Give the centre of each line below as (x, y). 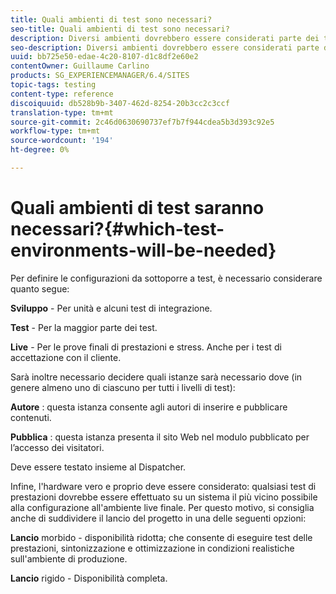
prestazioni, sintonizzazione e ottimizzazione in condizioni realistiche (152, 548)
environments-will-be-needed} (143, 250)
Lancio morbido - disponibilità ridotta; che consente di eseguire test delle (161, 537)
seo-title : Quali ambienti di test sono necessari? (120, 29)
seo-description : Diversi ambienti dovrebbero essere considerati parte (165, 47)
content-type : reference (62, 94)
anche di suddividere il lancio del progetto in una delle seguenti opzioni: (158, 518)
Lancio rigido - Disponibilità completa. (89, 578)
